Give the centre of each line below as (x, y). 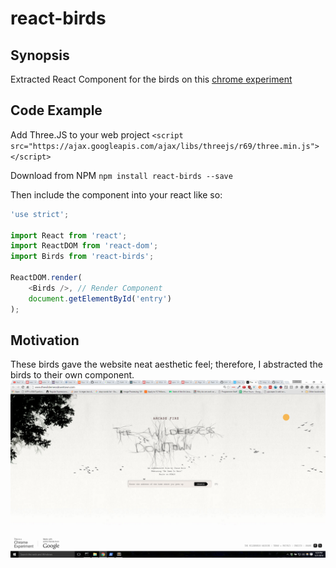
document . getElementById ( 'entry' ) (100, 298)
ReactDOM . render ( (46, 278)
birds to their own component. (72, 375)
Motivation (45, 340)
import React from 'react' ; (69, 235)
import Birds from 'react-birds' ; (82, 257)
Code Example (56, 110)
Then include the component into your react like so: (116, 194)
